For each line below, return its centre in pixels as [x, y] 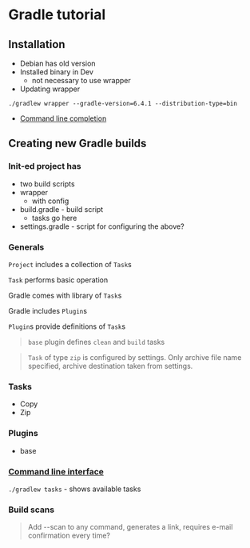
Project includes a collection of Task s [70, 264]
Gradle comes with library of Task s [65, 295]
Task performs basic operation [58, 280]
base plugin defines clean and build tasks [96, 342]
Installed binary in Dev [57, 72]
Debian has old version [58, 63]
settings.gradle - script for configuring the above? [102, 226]
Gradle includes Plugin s [48, 310]
